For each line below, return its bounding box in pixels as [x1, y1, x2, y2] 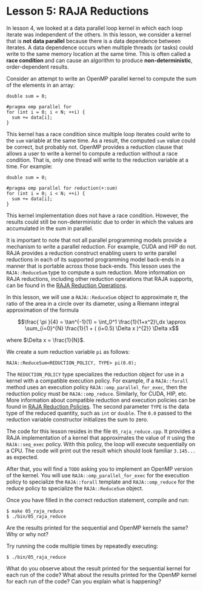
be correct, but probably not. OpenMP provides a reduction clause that [6, 143, 184, 150]
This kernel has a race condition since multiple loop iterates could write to [6, 130, 191, 137]
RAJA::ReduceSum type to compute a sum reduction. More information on [6, 269, 185, 276]
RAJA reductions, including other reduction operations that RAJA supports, [6, 275, 194, 282]
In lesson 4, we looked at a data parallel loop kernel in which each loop [6, 24, 183, 32]
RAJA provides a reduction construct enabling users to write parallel [6, 249, 177, 257]
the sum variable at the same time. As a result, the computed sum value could [6, 137, 196, 144]
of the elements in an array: [6, 81, 75, 89]
